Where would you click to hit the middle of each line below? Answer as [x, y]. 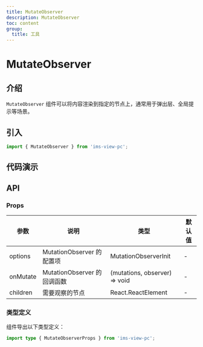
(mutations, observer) [141, 273]
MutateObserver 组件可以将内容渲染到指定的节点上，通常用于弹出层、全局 [98, 104]
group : [14, 29]
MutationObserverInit [140, 256]
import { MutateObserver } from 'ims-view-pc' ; [67, 147]
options [20, 256]
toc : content [23, 23]
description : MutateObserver [43, 18]
